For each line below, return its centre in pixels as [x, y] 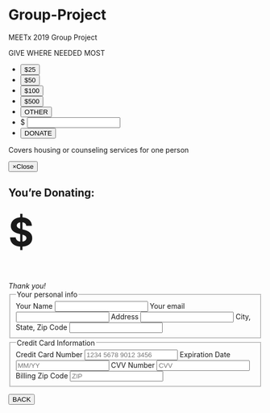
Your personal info [47, 295]
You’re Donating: [52, 193]
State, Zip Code [42, 327]
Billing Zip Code [42, 375]
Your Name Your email [100, 306]
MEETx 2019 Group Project [53, 37]
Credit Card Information [56, 343]
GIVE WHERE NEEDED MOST [57, 53]
